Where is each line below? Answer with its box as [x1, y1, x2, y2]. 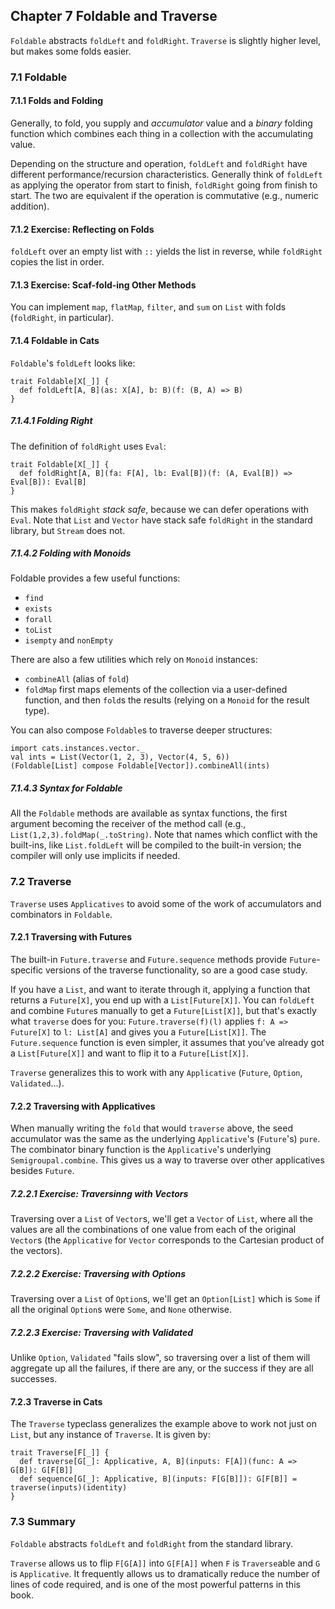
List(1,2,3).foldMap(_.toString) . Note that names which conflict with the [10, 829, 318, 841]
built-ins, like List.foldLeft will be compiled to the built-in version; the [10, 839, 302, 851]
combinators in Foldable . [10, 908, 113, 920]
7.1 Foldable [10, 70, 68, 84]
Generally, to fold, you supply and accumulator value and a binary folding [10, 117, 313, 129]
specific [10, 964, 44, 976]
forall [24, 615, 53, 625]
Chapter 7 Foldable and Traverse [10, 8, 218, 25]
